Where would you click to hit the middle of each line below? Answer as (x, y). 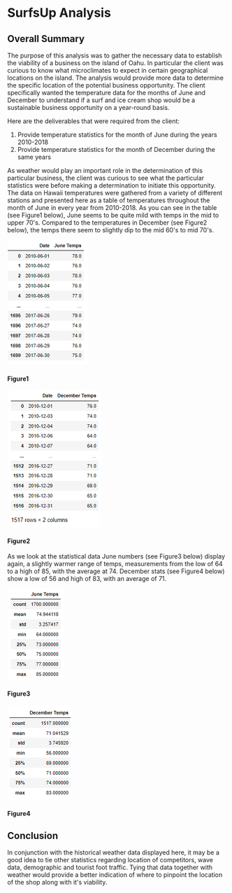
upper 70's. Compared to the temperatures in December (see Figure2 (107, 223)
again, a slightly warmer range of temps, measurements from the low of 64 (115, 564)
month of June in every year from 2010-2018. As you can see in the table (112, 208)
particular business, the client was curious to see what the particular (106, 178)
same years (34, 157)
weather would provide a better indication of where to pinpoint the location (115, 875)
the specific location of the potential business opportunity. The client (106, 85)
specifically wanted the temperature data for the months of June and (107, 93)
